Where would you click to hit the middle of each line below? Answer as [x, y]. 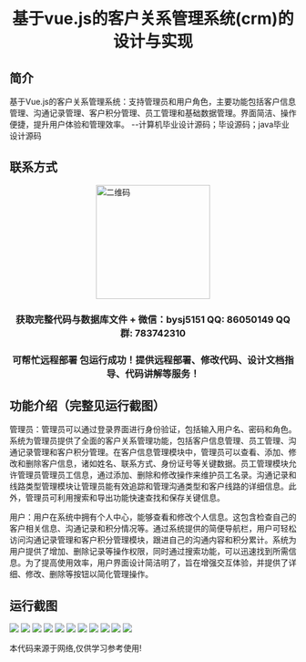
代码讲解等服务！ [162, 373]
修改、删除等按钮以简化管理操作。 [89, 574]
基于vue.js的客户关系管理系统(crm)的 [153, 19]
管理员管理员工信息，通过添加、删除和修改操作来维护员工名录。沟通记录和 [157, 475]
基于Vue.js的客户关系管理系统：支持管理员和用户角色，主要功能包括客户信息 [153, 102]
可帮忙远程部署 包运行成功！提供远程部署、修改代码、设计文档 [148, 359]
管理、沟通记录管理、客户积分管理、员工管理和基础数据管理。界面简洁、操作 [153, 113]
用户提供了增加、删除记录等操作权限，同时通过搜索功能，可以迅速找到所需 [149, 552]
